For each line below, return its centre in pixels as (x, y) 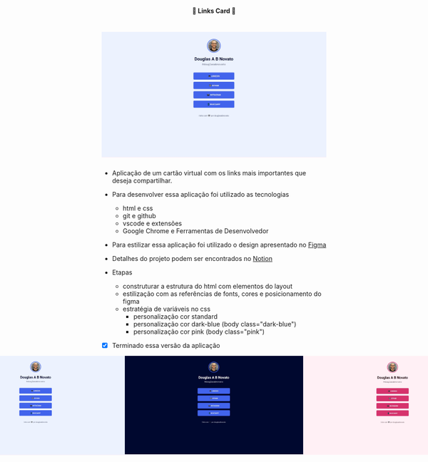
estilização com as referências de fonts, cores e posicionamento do (222, 294)
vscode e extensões (152, 223)
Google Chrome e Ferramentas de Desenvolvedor (195, 231)
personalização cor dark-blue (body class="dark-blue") (215, 324)
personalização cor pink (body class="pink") (199, 332)
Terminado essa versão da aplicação (166, 345)
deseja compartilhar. (142, 180)
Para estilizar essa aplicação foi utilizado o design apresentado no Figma (219, 245)
